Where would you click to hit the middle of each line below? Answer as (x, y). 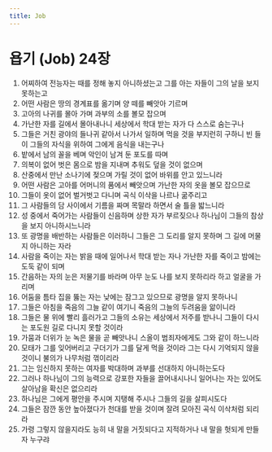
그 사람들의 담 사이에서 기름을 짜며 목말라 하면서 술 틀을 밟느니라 (123, 205)
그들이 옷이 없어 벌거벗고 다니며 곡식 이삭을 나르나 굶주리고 (114, 195)
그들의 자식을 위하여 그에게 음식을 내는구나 (97, 144)
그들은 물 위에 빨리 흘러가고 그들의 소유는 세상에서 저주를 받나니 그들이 (132, 317)
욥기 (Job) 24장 (60, 59)
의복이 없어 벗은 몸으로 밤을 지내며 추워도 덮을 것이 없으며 (112, 165)
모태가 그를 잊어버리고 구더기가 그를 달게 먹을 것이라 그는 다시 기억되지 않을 (140, 348)
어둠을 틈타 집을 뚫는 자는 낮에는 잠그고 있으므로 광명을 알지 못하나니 (129, 296)
